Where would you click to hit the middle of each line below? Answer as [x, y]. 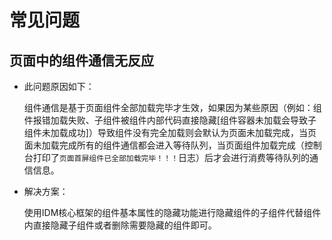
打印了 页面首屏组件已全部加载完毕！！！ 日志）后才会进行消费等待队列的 [171, 157]
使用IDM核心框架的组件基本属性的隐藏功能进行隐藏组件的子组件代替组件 [172, 212]
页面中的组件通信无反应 [81, 60]
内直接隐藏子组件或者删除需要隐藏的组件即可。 [120, 225]
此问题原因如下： [59, 86]
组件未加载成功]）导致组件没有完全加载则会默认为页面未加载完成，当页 [170, 132]
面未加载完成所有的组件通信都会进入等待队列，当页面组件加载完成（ [164, 145]
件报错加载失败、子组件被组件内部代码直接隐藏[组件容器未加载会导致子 [170, 120]
